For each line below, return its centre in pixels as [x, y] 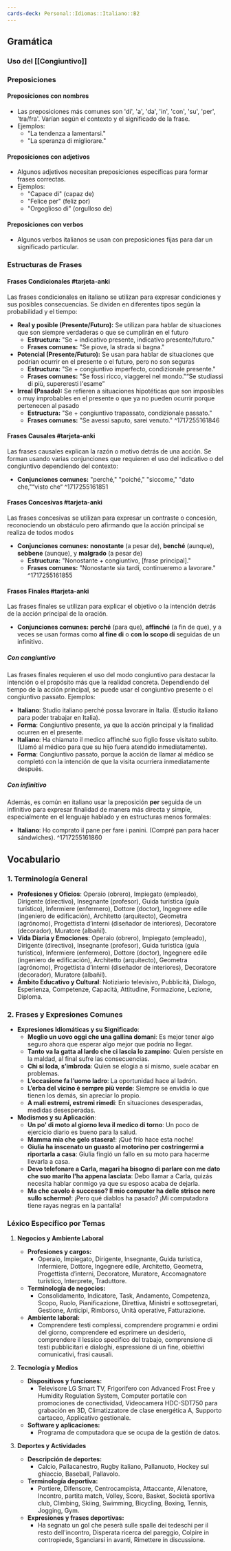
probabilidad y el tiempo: [42, 311]
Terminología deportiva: [63, 1481]
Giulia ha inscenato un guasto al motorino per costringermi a [115, 1147]
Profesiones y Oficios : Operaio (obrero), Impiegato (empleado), [107, 894]
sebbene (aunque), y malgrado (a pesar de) [80, 553]
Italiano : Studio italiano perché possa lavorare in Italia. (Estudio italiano [118, 710]
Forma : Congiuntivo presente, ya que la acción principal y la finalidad [115, 725]
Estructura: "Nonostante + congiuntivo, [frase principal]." [109, 560]
